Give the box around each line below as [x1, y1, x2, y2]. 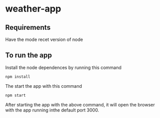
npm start [5, 93, 26, 98]
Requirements [5, 23, 51, 32]
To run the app [5, 51, 52, 60]
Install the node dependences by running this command [5, 64, 122, 71]
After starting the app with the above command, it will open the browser [5, 101, 155, 107]
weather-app [5, 3, 62, 15]
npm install [5, 74, 30, 79]
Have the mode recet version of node [5, 36, 84, 42]
